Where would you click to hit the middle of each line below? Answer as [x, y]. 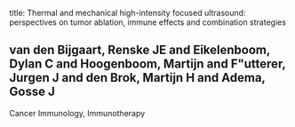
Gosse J [32, 92]
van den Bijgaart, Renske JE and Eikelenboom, [140, 50]
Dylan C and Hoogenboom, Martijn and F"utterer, [147, 64]
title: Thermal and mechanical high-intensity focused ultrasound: [128, 13]
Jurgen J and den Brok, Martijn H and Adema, [137, 78]
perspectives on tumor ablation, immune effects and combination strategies [148, 22]
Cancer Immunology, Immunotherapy [77, 113]
